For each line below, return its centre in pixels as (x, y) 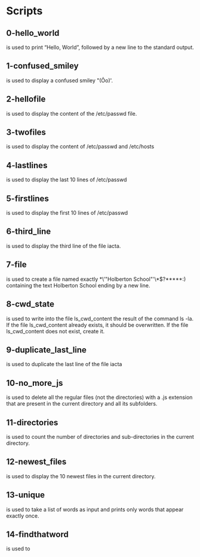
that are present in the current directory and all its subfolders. (82, 404)
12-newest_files (36, 462)
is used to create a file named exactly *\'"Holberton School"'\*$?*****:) (96, 279)
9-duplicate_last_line (46, 350)
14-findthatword (37, 534)
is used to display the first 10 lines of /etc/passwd (67, 213)
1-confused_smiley (42, 66)
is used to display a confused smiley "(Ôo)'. (60, 80)
